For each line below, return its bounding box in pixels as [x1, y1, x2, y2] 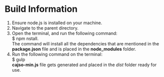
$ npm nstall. [11, 36, 39, 41]
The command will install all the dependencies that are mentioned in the [11, 40, 160, 46]
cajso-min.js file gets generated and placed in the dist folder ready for [11, 62, 157, 68]
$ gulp [11, 56, 25, 62]
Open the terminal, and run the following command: [11, 30, 118, 36]
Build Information [4, 3, 78, 15]
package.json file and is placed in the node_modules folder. [11, 46, 136, 52]
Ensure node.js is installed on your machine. [11, 20, 102, 26]
